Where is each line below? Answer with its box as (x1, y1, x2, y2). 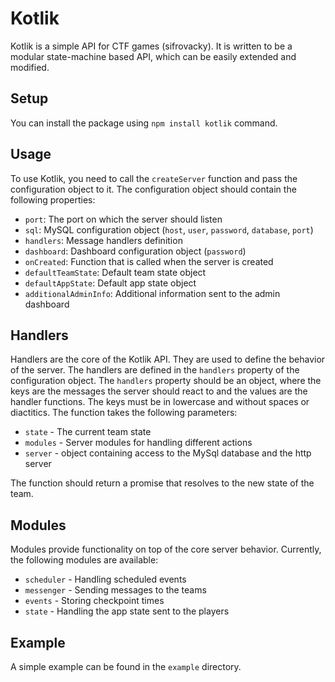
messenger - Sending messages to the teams (24, 584, 207, 596)
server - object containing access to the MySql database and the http (24, 447, 312, 459)
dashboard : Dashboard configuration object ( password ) (24, 245, 247, 257)
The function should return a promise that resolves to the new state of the (10, 477, 315, 489)
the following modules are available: (10, 554, 159, 566)
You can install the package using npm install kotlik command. (10, 117, 278, 129)
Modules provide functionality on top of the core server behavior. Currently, (10, 543, 322, 556)
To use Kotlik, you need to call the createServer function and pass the (10, 172, 298, 184)
